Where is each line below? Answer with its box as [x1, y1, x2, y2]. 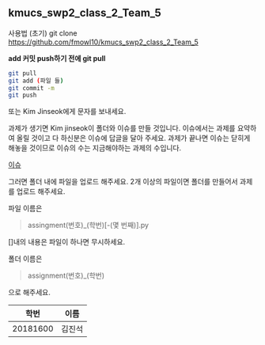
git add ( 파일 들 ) [8, 77, 64, 85]
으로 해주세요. [8, 288, 51, 298]
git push [8, 91, 37, 100]
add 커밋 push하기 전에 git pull [8, 53, 106, 63]
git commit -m [8, 84, 55, 92]
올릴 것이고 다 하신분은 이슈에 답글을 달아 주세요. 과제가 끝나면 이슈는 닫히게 [16, 134, 251, 143]
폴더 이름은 [8, 254, 43, 263]
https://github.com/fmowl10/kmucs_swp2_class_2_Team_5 [8, 37, 199, 47]
